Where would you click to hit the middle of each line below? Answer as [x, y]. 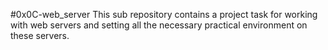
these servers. [40, 35]
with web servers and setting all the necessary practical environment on [159, 25]
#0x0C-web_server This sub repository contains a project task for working [164, 14]
